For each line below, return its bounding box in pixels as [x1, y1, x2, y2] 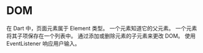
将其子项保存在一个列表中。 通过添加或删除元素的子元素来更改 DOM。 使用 [6, 32, 196, 40]
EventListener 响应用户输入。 [6, 40, 80, 47]
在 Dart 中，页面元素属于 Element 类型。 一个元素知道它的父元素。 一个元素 [6, 24, 197, 32]
